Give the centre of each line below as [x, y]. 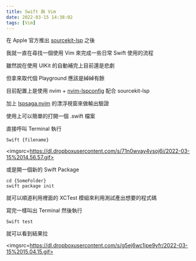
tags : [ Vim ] [21, 23]
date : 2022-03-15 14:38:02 [39, 17]
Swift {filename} [28, 140]
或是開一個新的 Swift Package [43, 169]
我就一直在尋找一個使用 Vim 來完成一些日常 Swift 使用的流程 [80, 53]
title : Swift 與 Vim [31, 12]
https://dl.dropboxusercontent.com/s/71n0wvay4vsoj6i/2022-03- [110, 151]
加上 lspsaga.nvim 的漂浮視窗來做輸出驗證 [58, 103]
